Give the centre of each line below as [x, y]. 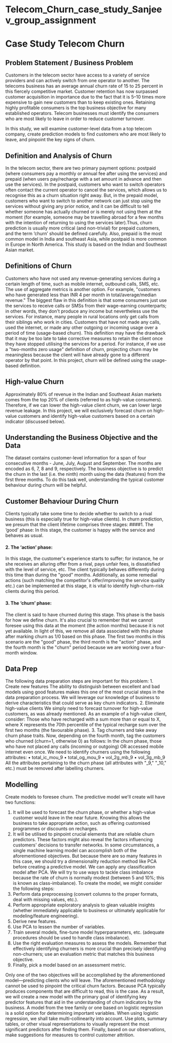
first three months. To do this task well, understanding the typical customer [85, 480]
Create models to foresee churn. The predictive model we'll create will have [85, 797]
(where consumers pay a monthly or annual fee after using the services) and [86, 173]
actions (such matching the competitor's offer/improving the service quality [85, 581]
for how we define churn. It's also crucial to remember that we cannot [79, 620]
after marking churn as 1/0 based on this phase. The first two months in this [85, 636]
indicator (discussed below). [35, 421]
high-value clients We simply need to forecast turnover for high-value [79, 708]
